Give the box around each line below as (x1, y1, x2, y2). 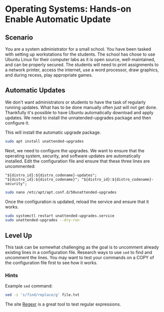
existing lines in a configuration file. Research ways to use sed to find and (5, 250, 152, 255)
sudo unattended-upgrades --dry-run (5, 218, 80, 223)
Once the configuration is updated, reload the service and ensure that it (5, 199, 149, 205)
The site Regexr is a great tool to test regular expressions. (5, 301, 121, 307)
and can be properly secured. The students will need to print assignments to (5, 62, 159, 67)
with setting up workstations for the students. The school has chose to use (5, 51, 155, 57)
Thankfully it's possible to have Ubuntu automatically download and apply (5, 109, 154, 115)
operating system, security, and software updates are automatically (5, 153, 141, 159)
